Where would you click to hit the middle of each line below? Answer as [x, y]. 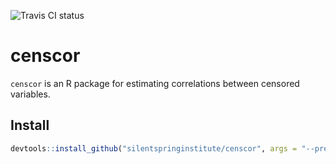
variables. [30, 94]
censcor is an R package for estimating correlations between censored [155, 83]
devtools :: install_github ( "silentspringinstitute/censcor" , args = [154, 148]
